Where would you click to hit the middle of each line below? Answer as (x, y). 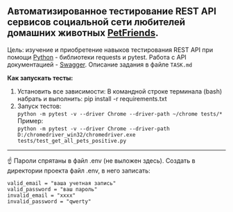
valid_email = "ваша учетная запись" (62, 183)
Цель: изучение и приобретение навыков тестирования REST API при (110, 50)
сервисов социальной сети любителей (96, 23)
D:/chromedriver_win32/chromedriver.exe (76, 134)
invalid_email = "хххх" (42, 195)
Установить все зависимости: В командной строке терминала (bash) (120, 91)
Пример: (30, 121)
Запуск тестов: (39, 106)
